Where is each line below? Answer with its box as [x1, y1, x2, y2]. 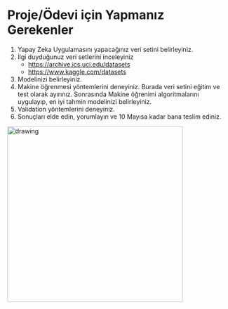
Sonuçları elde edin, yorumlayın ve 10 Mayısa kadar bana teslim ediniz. [17, 112, 222, 121]
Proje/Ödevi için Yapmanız [7, 7, 165, 23]
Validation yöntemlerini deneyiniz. [17, 105, 116, 113]
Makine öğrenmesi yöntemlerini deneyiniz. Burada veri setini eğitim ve [17, 82, 220, 91]
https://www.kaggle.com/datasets [27, 67, 126, 76]
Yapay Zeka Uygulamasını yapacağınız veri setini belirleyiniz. [17, 45, 194, 53]
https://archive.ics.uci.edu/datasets [27, 60, 130, 68]
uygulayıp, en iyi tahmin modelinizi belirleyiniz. [17, 97, 152, 105]
